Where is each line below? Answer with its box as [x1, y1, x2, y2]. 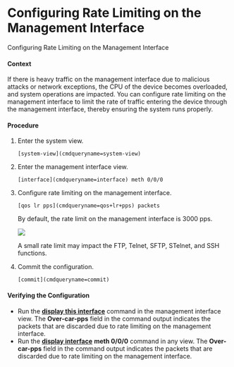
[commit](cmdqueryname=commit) [17, 276, 110, 283]
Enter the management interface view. [17, 163, 128, 171]
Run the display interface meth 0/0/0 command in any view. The [17, 337, 208, 345]
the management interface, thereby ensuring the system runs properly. [7, 105, 214, 113]
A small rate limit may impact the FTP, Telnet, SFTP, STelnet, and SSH [17, 242, 220, 250]
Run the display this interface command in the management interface [17, 306, 221, 315]
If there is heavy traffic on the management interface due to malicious [7, 75, 210, 84]
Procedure [7, 121, 39, 130]
